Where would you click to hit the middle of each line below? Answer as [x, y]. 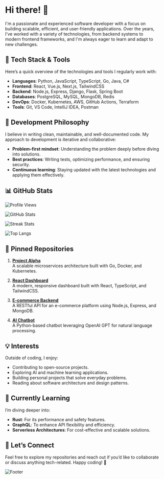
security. [21, 164]
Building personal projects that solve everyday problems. [70, 378]
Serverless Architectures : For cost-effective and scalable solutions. [81, 430]
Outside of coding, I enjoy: [32, 358]
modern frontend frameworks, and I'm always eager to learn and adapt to [79, 39]
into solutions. [26, 154]
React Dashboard [30, 280]
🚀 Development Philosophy [47, 123]
